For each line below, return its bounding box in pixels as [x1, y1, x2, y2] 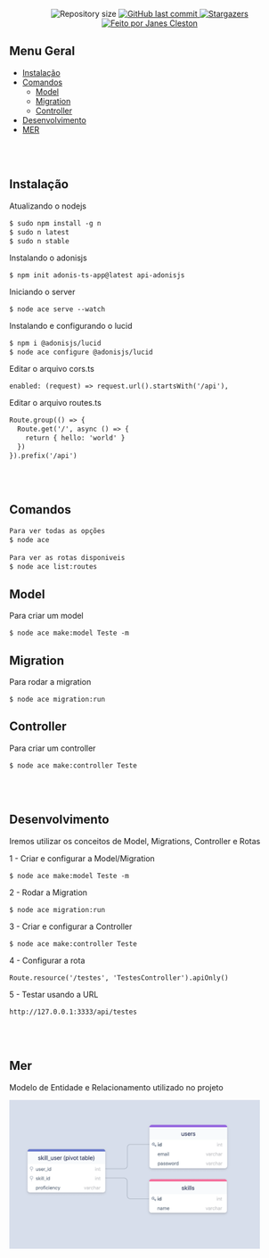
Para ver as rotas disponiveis [9, 554, 126, 563]
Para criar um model [9, 611, 84, 621]
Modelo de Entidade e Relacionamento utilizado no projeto [9, 1081, 224, 1092]
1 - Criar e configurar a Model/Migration [9, 852, 156, 864]
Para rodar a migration [9, 677, 92, 687]
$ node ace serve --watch [9, 304, 105, 314]
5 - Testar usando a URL [9, 989, 99, 999]
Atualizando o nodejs [9, 201, 87, 211]
